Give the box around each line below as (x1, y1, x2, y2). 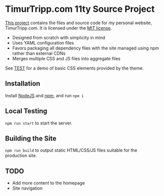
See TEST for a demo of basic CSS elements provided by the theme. (5, 65, 144, 71)
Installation (5, 79, 40, 88)
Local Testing (5, 107, 48, 116)
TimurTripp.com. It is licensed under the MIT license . (5, 25, 112, 31)
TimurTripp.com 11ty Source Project (5, 3, 155, 15)
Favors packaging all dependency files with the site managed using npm (12, 45, 159, 51)
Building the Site (5, 134, 57, 143)
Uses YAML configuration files (12, 39, 74, 45)
